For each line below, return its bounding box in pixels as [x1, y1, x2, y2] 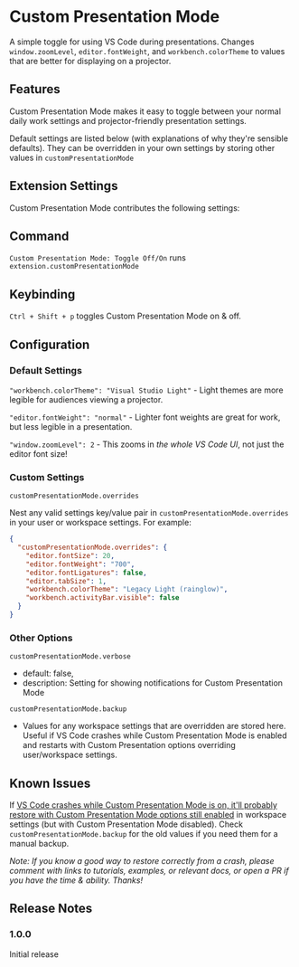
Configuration [9, 337, 90, 352]
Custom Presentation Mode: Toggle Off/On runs [9, 252, 187, 263]
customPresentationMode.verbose [9, 652, 131, 661]
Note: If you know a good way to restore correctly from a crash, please [9, 856, 275, 867]
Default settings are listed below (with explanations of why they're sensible [9, 133, 289, 144]
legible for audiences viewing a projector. [9, 393, 164, 404]
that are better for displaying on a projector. [9, 55, 172, 66]
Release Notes [9, 901, 93, 916]
